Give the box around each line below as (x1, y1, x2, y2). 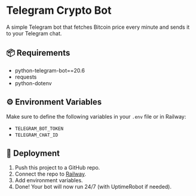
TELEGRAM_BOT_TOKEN (14, 125, 64, 132)
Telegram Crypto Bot (6, 4, 112, 17)
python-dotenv (14, 79, 52, 87)
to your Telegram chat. (6, 29, 62, 37)
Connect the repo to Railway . (14, 170, 87, 177)
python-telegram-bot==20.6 (14, 67, 85, 74)
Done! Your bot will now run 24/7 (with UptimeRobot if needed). (14, 183, 172, 191)
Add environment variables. (14, 177, 83, 184)
